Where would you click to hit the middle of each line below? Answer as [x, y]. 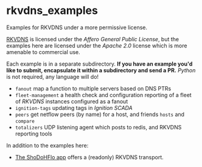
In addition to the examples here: [47, 145]
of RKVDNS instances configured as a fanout [71, 101]
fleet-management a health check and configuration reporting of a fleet [103, 95]
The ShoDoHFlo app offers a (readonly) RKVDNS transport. [89, 157]
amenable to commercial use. [43, 52]
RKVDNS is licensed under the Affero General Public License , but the [93, 39]
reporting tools [34, 134]
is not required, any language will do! [53, 77]
